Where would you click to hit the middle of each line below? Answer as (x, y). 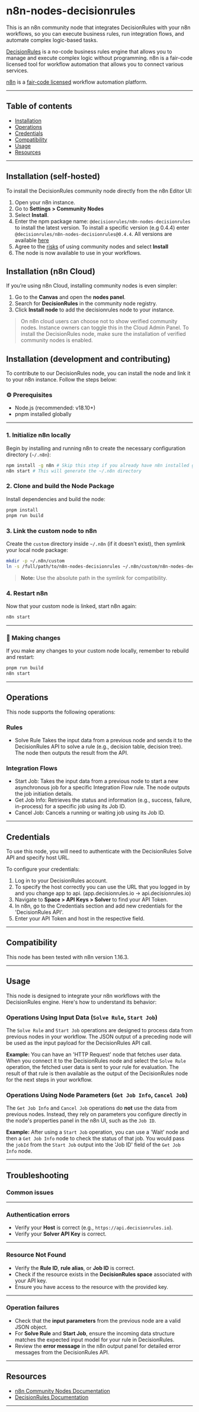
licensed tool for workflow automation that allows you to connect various (95, 64)
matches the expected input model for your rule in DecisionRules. (94, 1339)
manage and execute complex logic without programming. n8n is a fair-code (99, 58)
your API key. (31, 1280)
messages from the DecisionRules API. (62, 1352)
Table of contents (39, 106)
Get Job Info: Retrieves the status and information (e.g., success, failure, (103, 800)
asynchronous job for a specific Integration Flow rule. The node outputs (102, 787)
